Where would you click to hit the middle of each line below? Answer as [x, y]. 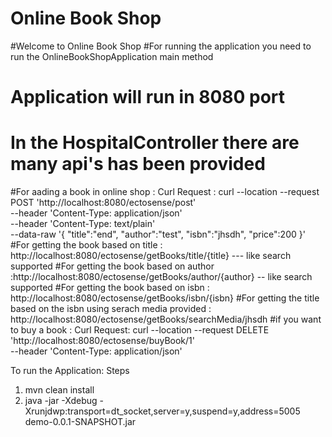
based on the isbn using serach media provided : [111, 309]
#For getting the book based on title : [86, 245]
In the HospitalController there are [155, 143]
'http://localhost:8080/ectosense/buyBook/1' [102, 341]
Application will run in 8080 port [148, 97]
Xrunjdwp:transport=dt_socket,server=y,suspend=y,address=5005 [162, 411]
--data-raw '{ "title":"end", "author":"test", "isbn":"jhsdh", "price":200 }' [158, 234]
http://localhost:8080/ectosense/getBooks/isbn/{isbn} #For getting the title [165, 298]
